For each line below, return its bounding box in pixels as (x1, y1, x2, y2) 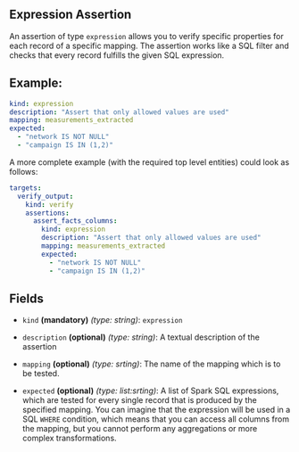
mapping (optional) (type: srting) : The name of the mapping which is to (21, 358, 281, 369)
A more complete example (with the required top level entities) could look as (9, 156, 290, 168)
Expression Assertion (9, 7, 132, 22)
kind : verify (25, 200, 74, 209)
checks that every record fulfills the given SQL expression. (9, 49, 225, 61)
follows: (9, 166, 38, 177)
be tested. (21, 368, 60, 379)
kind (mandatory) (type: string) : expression (21, 315, 183, 325)
